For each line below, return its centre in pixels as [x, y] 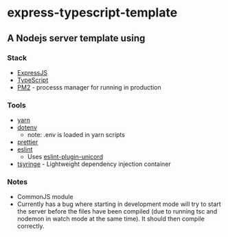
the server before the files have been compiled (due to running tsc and [117, 212]
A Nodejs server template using [76, 38]
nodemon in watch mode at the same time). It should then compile [111, 219]
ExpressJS [32, 72]
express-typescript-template [92, 13]
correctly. [31, 226]
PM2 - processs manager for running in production [89, 87]
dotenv [27, 127]
